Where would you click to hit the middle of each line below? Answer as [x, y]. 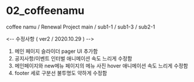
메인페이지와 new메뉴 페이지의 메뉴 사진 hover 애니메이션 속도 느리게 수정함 [101, 66]
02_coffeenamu [45, 11]
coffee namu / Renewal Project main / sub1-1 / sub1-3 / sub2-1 [81, 27]
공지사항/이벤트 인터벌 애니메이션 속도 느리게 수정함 [73, 58]
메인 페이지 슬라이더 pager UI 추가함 [56, 51]
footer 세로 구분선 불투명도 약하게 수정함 [61, 73]
